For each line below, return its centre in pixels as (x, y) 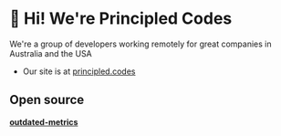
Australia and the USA (51, 53)
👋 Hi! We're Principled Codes (121, 19)
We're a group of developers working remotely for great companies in (140, 44)
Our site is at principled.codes (79, 71)
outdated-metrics (44, 121)
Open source (47, 100)
